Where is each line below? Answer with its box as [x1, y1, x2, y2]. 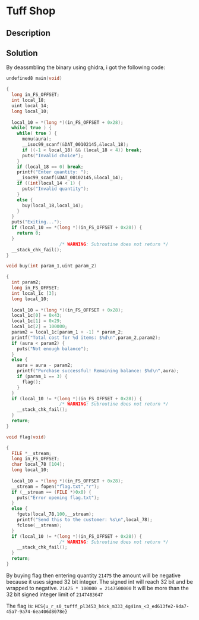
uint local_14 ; [11, 102, 49, 108]
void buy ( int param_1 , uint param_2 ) [6, 263, 97, 269]
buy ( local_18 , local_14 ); [21, 202, 84, 208]
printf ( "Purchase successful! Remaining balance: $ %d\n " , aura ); [17, 368, 179, 374]
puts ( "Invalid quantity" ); [21, 186, 89, 192]
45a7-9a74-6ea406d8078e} [6, 609, 68, 615]
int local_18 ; [11, 97, 46, 104]
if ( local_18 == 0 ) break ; [17, 164, 84, 170]
